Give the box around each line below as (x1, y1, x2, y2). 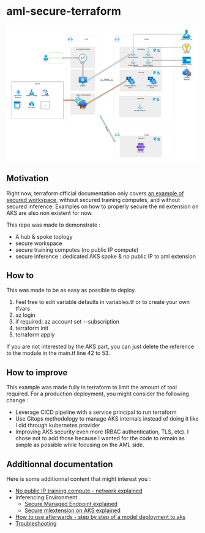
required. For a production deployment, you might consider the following (6, 390, 190, 397)
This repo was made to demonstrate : (6, 221, 101, 228)
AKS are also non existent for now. (6, 209, 93, 216)
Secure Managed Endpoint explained (24, 500, 118, 508)
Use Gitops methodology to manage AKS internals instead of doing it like (15, 415, 199, 422)
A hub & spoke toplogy (15, 233, 73, 240)
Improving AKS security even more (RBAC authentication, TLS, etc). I (15, 428, 189, 435)
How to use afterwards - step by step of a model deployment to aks (15, 513, 186, 521)
